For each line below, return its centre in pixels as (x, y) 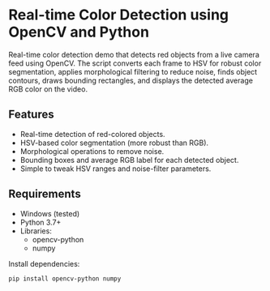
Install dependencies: (44, 263)
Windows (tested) (50, 213)
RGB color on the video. (48, 89)
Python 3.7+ (41, 222)
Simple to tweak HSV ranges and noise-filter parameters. (116, 169)
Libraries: (36, 231)
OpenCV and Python (79, 32)
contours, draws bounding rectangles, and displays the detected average (131, 80)
